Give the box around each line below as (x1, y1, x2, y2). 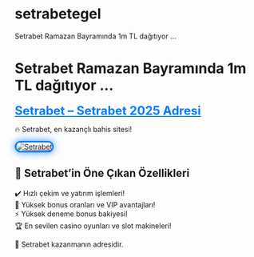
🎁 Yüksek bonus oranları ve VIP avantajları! (14, 199, 156, 209)
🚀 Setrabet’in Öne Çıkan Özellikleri (14, 167, 190, 180)
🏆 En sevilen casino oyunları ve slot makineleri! (14, 221, 172, 231)
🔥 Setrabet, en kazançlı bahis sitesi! (14, 124, 133, 134)
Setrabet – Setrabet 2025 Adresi (14, 102, 201, 118)
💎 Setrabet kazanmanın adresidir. (14, 239, 124, 249)
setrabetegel (14, 5, 101, 23)
